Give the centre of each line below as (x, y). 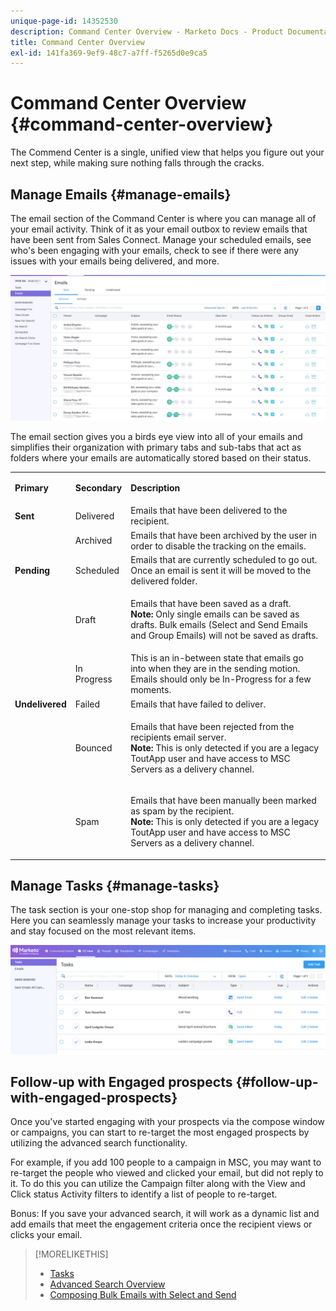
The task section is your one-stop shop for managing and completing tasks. (166, 910)
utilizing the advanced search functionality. (99, 1143)
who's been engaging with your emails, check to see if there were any (155, 250)
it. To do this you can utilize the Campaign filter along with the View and (158, 1184)
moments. (151, 690)
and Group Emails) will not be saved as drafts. (224, 636)
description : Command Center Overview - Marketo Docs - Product (147, 31)
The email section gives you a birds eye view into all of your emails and (156, 437)
